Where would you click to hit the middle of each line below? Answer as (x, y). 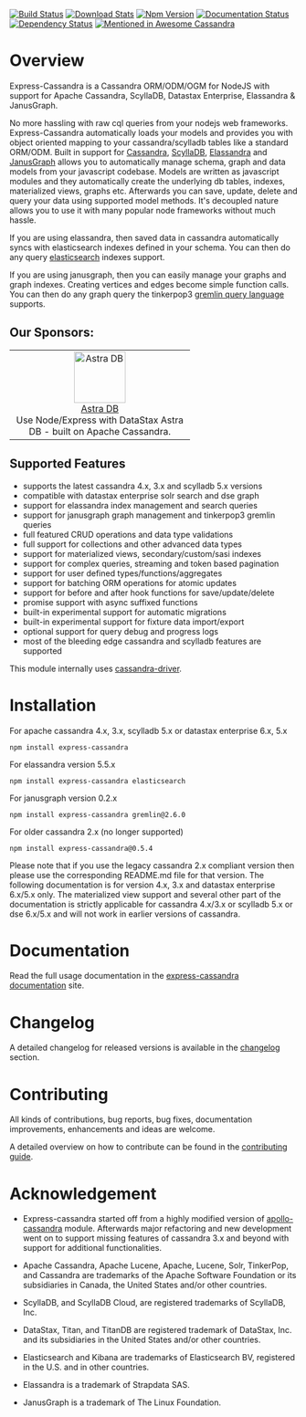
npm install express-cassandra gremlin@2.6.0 (97, 814)
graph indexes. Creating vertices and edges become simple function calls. (149, 284)
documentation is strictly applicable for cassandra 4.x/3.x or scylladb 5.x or (151, 904)
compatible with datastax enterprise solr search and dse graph (141, 495)
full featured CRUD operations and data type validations (128, 534)
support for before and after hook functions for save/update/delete (148, 593)
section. (25, 1057)
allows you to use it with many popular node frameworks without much (142, 210)
